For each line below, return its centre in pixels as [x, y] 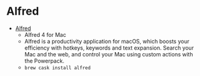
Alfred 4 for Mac [45, 34]
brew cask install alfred [57, 68]
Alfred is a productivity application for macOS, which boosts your [107, 41]
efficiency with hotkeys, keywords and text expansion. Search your [109, 48]
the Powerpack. [44, 61]
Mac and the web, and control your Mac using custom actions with [109, 54]
